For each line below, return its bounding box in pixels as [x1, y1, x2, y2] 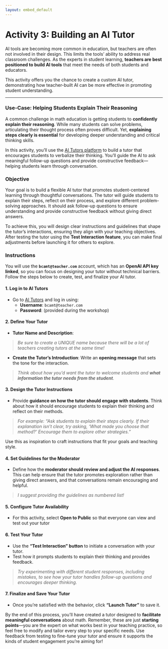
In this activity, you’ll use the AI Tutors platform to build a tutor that [5, 147, 142, 153]
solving [5, 203, 20, 209]
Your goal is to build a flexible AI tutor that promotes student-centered [5, 187, 149, 193]
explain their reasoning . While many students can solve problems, [5, 121, 143, 127]
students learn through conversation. [21, 163, 98, 169]
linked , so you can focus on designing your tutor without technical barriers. [5, 269, 161, 275]
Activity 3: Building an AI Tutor [5, 29, 135, 40]
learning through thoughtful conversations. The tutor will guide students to [5, 192, 158, 198]
